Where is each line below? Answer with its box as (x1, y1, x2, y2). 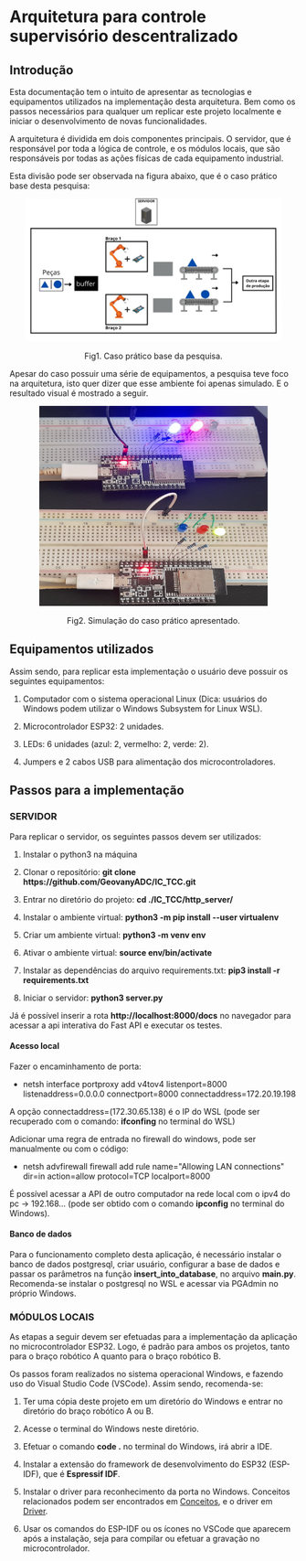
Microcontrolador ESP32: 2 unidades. (22, 721, 164, 732)
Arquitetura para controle (9, 6, 207, 27)
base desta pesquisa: (9, 180, 90, 191)
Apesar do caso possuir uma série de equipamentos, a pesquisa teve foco (9, 369, 290, 379)
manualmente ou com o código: (9, 1143, 130, 1154)
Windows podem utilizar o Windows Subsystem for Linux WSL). (22, 702, 263, 714)
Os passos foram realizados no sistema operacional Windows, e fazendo (9, 1369, 284, 1380)
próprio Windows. (9, 1288, 77, 1299)
